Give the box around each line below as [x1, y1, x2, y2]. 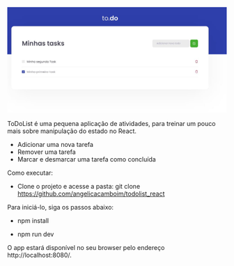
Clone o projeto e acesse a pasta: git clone [17, 182, 141, 190]
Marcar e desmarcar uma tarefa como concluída [17, 155, 157, 163]
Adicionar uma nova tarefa [17, 140, 94, 148]
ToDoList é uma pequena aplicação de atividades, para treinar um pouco [7, 119, 216, 127]
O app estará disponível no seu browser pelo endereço [7, 243, 165, 251]
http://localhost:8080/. [7, 251, 72, 259]
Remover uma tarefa [17, 148, 76, 156]
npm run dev [17, 230, 54, 238]
